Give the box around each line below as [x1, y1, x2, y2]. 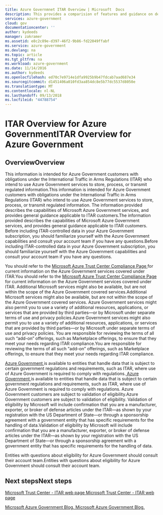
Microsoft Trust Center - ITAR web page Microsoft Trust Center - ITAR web [5, 489, 154, 496]
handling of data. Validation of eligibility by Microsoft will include [5, 422, 132, 428]
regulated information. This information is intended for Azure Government [5, 187, 151, 192]
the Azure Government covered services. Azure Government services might [5, 299, 157, 305]
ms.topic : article [5, 52, 42, 57]
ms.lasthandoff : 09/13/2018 [5, 93, 62, 98]
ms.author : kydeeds [5, 70, 45, 75]
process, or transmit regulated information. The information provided [5, 202, 143, 208]
